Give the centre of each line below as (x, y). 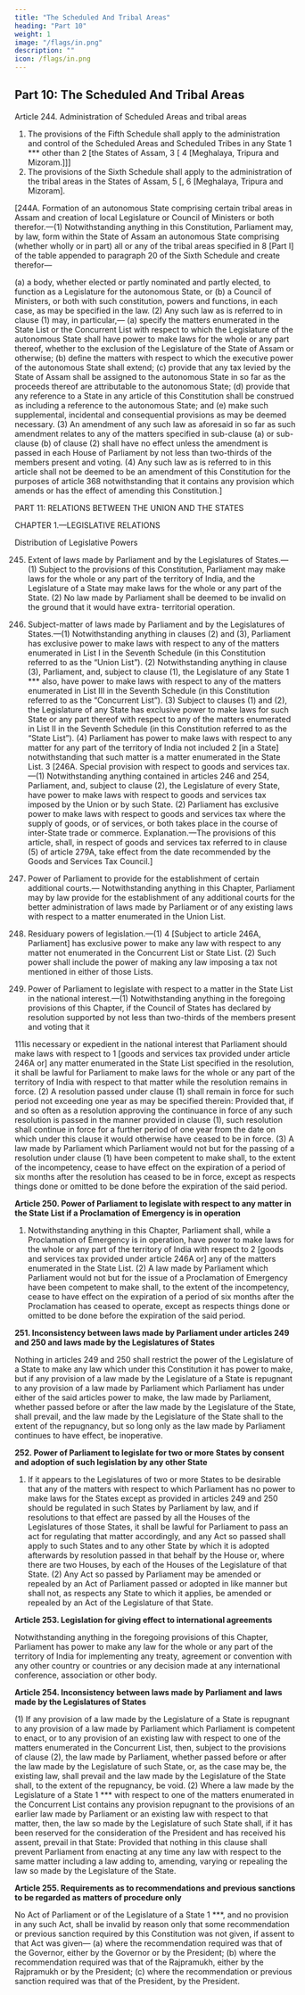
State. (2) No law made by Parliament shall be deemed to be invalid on (157, 598)
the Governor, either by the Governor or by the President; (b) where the (145, 1952)
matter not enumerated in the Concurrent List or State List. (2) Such (152, 952)
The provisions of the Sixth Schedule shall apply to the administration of (160, 171)
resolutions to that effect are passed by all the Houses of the (139, 1517)
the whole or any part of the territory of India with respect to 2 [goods (156, 1249)
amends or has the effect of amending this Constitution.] (119, 491)
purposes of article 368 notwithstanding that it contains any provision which (155, 481)
